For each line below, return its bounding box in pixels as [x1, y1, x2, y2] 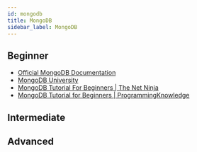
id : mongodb [7, 10, 43, 18]
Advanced [7, 135, 55, 147]
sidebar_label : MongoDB [7, 23, 78, 30]
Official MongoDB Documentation [17, 69, 116, 77]
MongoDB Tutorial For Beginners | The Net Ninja [17, 83, 159, 92]
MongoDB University [17, 76, 79, 85]
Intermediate [7, 111, 66, 124]
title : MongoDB [7, 17, 52, 24]
